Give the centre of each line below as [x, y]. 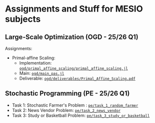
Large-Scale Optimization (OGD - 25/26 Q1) [72, 37]
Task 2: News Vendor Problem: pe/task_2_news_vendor [66, 110]
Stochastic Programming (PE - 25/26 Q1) [67, 93]
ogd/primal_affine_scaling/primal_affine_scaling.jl [74, 68]
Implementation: [35, 63]
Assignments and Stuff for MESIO [74, 9]
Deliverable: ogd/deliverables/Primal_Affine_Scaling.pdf [77, 78]
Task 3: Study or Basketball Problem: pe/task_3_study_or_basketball [81, 115]
